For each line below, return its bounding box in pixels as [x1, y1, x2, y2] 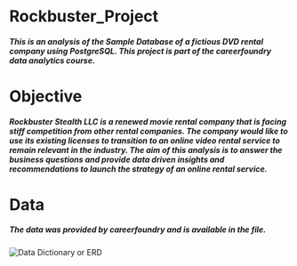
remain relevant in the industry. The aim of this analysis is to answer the [9, 144, 283, 155]
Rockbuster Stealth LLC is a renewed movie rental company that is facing [9, 116, 287, 126]
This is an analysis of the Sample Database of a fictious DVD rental [9, 36, 264, 46]
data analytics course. [9, 55, 96, 66]
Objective [9, 86, 83, 106]
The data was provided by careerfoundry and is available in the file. [9, 224, 267, 235]
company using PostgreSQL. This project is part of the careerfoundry [9, 45, 272, 56]
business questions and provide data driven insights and [9, 154, 225, 165]
